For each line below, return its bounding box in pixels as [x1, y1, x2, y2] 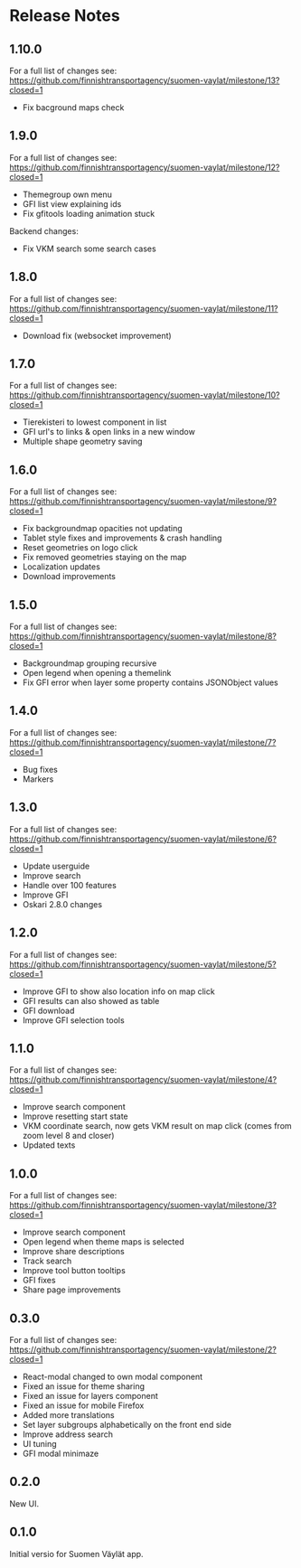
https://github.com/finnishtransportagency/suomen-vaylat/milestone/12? [9, 162, 280, 173]
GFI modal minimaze [22, 1448, 99, 1459]
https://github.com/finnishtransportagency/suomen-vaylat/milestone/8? [9, 631, 277, 642]
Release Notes [9, 5, 120, 26]
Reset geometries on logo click [22, 542, 138, 553]
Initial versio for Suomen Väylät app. [9, 1548, 144, 1559]
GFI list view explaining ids [22, 198, 122, 209]
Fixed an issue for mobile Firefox [22, 1400, 145, 1411]
